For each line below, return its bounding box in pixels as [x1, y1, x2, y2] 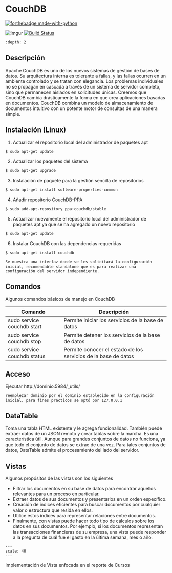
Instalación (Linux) [5, 126, 67, 135]
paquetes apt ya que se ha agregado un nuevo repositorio [12, 221, 136, 228]
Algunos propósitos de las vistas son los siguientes [5, 475, 114, 481]
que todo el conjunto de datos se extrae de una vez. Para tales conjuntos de [5, 442, 166, 448]
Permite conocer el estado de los [63, 346, 143, 353]
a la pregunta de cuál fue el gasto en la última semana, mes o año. [12, 534, 153, 540]
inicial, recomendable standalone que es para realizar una [5, 264, 137, 269]
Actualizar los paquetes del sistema [12, 158, 88, 164]
